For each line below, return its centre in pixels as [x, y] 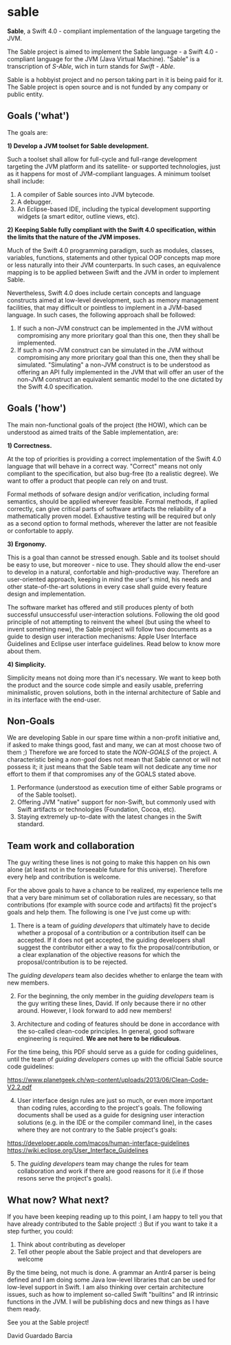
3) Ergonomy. [27, 544]
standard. [31, 824]
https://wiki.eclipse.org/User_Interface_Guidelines [78, 1150]
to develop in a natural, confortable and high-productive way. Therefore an [113, 572]
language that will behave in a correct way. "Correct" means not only [105, 466]
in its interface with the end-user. [54, 700]
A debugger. [35, 202]
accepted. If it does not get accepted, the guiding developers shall [111, 940]
